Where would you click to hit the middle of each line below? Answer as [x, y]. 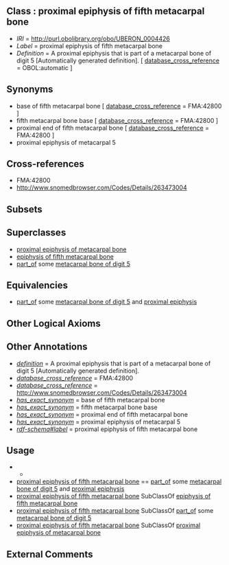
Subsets [24, 209]
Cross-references [46, 164]
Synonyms [30, 90]
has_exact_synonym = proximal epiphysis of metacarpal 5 [98, 422]
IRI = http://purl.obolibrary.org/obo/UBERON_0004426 [93, 38]
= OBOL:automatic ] [44, 67]
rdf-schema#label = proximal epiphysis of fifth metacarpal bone [107, 429]
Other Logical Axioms [53, 323]
